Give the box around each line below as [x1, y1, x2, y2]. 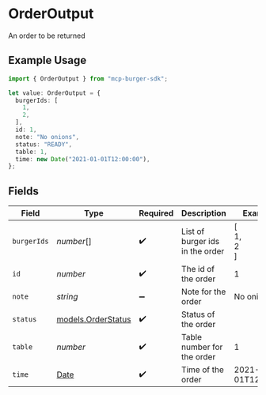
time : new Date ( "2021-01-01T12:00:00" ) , [15, 155, 150, 163]
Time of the [180, 364, 224, 375]
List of [180, 226, 205, 237]
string [56, 292, 78, 303]
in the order [180, 246, 225, 257]
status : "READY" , [15, 140, 73, 149]
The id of [180, 264, 215, 275]
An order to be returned [8, 31, 85, 40]
